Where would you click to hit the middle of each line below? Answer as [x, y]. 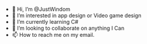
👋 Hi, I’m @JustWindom [41, 9]
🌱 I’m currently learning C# [45, 22]
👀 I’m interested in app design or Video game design [76, 15]
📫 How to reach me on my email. [53, 35]
